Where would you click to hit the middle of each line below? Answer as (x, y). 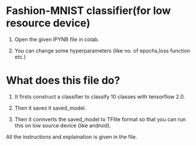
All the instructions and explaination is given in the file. (72, 137)
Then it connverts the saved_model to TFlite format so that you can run (100, 119)
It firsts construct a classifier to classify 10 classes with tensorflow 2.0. (100, 96)
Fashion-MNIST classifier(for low (89, 11)
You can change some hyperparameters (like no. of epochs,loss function (102, 50)
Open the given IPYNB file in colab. (57, 39)
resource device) (48, 23)
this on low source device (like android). (63, 125)
